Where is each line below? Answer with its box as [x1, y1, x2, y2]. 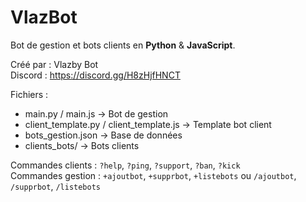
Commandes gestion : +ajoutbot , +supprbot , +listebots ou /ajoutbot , [10, 169, 297, 181]
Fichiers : [10, 88, 49, 100]
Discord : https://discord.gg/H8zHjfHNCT [10, 69, 181, 81]
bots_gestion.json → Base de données [24, 129, 183, 141]
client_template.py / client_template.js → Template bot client [24, 118, 272, 130]
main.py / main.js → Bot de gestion [24, 107, 169, 120]
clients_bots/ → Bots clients [24, 139, 140, 151]
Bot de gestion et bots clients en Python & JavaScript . [10, 39, 236, 51]
